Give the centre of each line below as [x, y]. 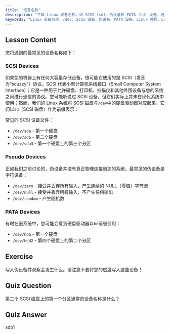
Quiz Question [28, 286]
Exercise [19, 257]
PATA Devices [23, 212]
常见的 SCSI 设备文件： [29, 120]
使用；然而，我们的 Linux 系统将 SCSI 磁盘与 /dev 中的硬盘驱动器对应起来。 [83, 103]
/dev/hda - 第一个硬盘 [35, 234]
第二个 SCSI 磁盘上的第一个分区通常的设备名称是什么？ [62, 299]
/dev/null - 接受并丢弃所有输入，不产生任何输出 [63, 192]
